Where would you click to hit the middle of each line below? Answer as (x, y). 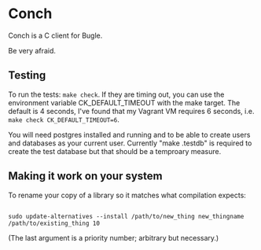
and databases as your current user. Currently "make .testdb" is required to (130, 143)
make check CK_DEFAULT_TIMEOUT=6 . (64, 119)
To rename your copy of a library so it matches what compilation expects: (127, 195)
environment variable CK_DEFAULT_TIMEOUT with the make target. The (124, 102)
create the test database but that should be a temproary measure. (115, 151)
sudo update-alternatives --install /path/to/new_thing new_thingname (126, 216)
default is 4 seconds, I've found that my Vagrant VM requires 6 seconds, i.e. (131, 111)
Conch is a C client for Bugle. (55, 35)
